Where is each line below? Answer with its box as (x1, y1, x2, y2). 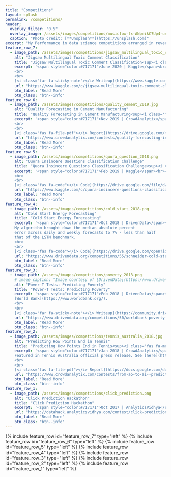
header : (5, 21, 22, 27)
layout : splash (5, 12, 38, 17)
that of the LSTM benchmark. (14, 235, 76, 240)
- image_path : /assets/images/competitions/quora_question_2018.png (10, 154, 158, 159)
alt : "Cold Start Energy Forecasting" (14, 211, 97, 216)
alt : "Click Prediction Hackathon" (14, 396, 90, 401)
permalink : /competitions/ (5, 17, 63, 22)
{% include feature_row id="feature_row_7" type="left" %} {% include (5, 433, 152, 439)
